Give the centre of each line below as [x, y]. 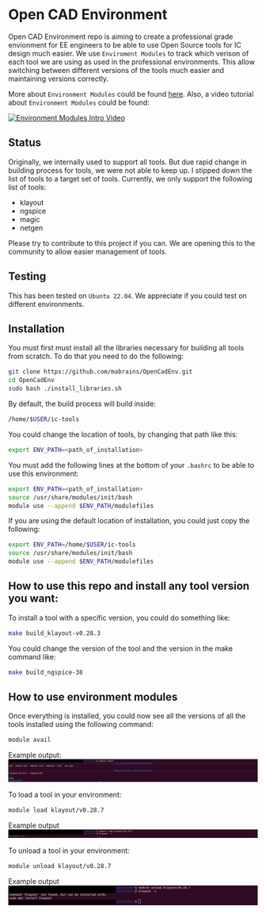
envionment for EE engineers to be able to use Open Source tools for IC [125, 44]
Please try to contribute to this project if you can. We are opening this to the [132, 243]
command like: [32, 656]
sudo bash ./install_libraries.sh [65, 389]
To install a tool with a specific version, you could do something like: [120, 618]
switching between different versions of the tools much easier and [116, 70]
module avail [30, 740]
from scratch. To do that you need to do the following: [96, 356]
